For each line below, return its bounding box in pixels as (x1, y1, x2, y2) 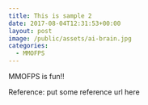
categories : (8, 42, 49, 50)
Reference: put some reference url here (8, 87, 140, 97)
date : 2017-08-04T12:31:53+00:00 (8, 19, 121, 27)
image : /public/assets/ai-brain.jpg (8, 34, 132, 43)
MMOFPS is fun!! (8, 72, 65, 81)
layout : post (8, 27, 53, 35)
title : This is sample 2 (8, 11, 92, 20)
